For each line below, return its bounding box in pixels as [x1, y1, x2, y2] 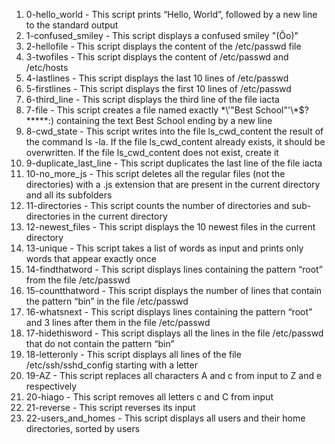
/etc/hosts [25, 62, 69, 73]
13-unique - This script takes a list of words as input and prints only [25, 242, 304, 254]
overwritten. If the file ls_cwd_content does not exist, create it [25, 147, 279, 158]
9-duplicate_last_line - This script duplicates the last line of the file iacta [25, 157, 323, 169]
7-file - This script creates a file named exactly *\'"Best [25, 104, 254, 116]
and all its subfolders [25, 189, 113, 201]
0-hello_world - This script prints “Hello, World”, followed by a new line [25, 9, 318, 20]
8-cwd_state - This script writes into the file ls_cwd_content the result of [25, 125, 324, 137]
